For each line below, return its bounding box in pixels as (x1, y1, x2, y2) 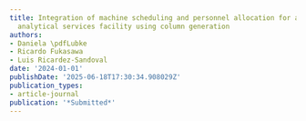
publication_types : (9, 81, 84, 90)
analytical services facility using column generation (17, 22, 230, 31)
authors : (9, 30, 43, 39)
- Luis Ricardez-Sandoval (9, 55, 107, 65)
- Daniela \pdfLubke (9, 38, 88, 48)
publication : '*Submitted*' (9, 97, 117, 107)
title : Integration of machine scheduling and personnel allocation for (9, 13, 291, 23)
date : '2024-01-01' (9, 65, 84, 74)
